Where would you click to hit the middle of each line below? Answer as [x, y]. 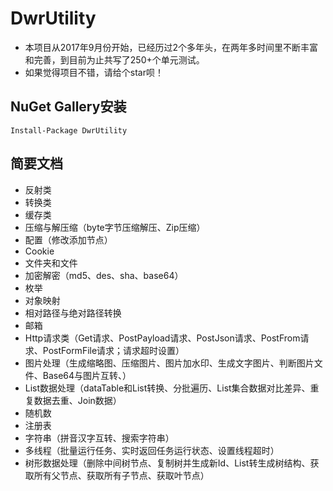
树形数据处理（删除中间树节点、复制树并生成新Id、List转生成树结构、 [167, 463]
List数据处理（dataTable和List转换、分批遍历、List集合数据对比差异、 [167, 388]
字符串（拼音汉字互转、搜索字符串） [99, 438]
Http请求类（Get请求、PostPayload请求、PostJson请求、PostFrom [162, 338]
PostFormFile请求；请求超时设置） [113, 350]
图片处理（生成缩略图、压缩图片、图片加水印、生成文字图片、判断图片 [169, 363]
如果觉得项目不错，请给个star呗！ [94, 72]
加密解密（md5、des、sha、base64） [104, 275]
